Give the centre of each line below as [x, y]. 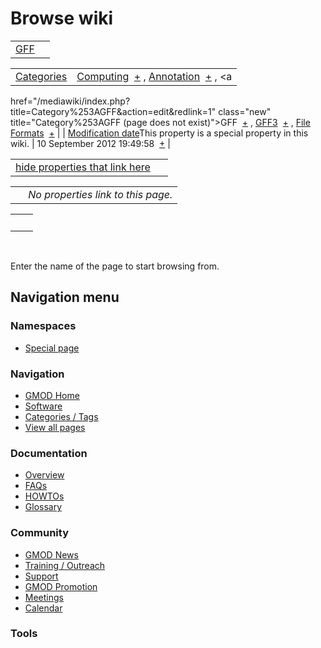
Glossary [43, 507]
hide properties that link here [83, 167]
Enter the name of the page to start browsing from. [115, 266]
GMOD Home [52, 395]
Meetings [44, 597]
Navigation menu [65, 297]
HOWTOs [44, 496]
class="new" [245, 111]
